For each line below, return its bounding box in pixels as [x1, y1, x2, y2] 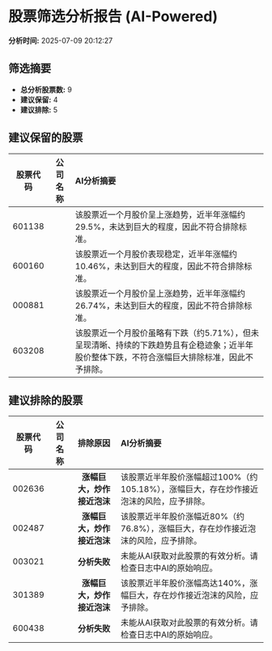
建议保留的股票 [8, 131, 83, 145]
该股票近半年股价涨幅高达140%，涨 [120, 577, 258, 589]
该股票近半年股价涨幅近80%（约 [120, 511, 245, 522]
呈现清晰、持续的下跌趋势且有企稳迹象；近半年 [74, 339, 253, 350]
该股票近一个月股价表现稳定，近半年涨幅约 [74, 248, 237, 260]
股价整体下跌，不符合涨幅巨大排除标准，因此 [74, 351, 245, 362]
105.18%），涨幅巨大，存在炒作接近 [120, 484, 259, 495]
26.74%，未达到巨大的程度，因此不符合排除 [74, 300, 244, 311]
